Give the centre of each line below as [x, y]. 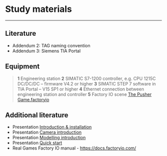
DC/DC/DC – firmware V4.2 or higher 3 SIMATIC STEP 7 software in [86, 83]
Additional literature [37, 115]
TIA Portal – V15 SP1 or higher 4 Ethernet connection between [81, 89]
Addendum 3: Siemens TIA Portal [46, 51]
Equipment [22, 66]
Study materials [39, 9]
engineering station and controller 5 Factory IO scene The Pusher [84, 94]
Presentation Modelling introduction [49, 138]
